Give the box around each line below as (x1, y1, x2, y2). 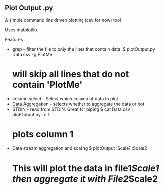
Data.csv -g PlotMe (12, 51, 52, 57)
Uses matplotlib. (5, 27, 39, 33)
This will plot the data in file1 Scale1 (12, 162, 159, 174)
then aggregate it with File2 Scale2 (12, 173, 158, 184)
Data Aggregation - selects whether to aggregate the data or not (12, 101, 145, 107)
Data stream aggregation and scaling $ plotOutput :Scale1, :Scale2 (12, 145, 148, 151)
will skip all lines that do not (12, 69, 129, 80)
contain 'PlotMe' (12, 79, 82, 90)
